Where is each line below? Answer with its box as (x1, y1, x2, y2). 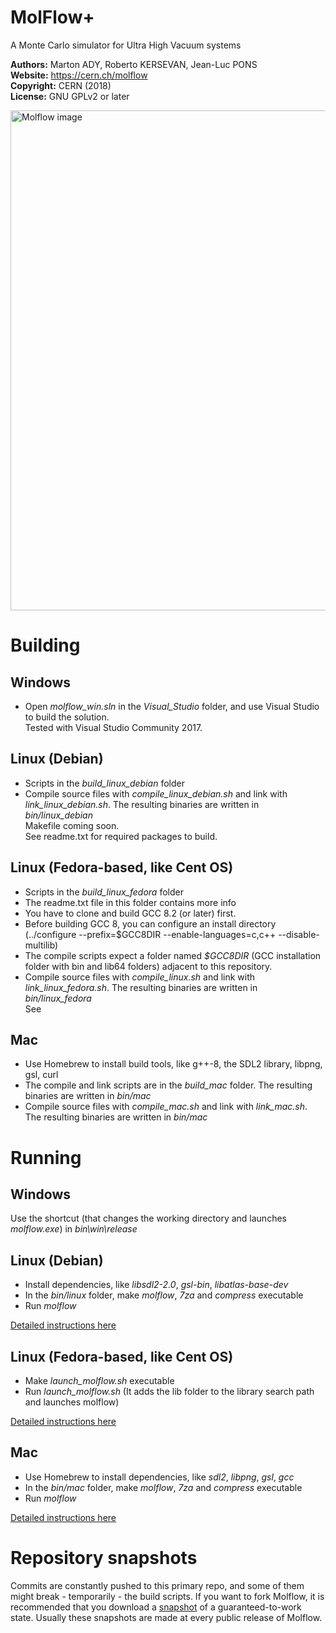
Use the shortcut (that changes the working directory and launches (10, 1212, 287, 1225)
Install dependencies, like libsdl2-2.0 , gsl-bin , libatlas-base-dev (24, 1279, 289, 1291)
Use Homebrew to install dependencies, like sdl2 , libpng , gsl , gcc (24, 1471, 295, 1483)
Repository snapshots (10, 1547, 198, 1569)
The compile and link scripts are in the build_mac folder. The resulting (24, 1079, 313, 1091)
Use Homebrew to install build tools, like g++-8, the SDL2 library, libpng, (24, 1058, 323, 1070)
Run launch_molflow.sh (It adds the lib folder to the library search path (24, 1386, 315, 1397)
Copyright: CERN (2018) (10, 79, 112, 91)
